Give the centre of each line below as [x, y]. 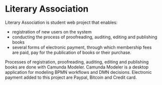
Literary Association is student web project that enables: [61, 22]
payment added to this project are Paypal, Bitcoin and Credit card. [71, 77]
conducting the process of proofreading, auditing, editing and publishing [85, 37]
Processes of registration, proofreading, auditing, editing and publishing [77, 62]
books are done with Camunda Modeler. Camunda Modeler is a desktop [77, 67]
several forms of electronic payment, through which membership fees [82, 47]
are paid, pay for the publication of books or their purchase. [72, 52]
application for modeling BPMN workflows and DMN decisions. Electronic [78, 72]
